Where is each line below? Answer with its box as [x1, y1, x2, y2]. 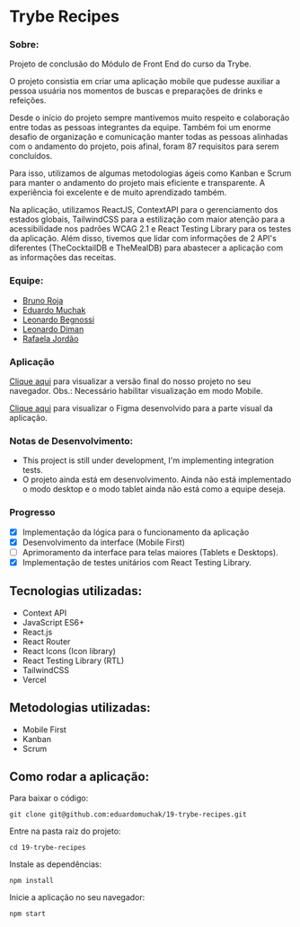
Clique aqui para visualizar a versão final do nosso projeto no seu [9, 376, 251, 387]
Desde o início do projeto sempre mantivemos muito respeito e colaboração [9, 112, 290, 123]
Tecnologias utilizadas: [9, 583, 142, 599]
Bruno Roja [22, 294, 64, 306]
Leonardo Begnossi [22, 314, 95, 325]
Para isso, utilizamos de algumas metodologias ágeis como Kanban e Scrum [9, 168, 292, 179]
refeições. [9, 95, 47, 106]
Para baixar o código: [9, 792, 89, 804]
